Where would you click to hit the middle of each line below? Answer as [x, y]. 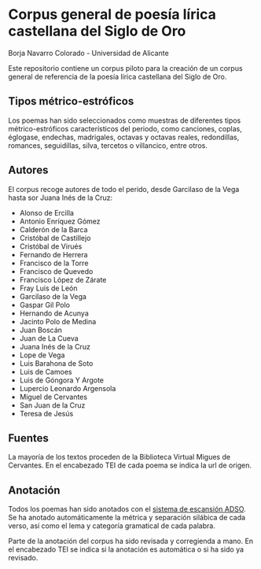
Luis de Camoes [46, 371]
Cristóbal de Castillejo [55, 238]
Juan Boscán [41, 330]
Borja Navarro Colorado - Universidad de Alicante [88, 53]
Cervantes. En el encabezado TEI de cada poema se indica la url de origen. [130, 465]
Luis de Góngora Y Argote [62, 380]
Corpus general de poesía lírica [112, 15]
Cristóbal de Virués [51, 246]
